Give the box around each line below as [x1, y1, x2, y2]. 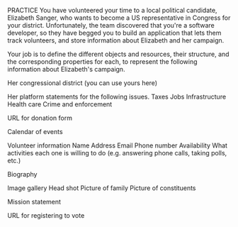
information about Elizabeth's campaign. [7, 65, 125, 73]
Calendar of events [7, 128, 63, 135]
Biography [7, 170, 38, 178]
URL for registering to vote [7, 211, 85, 219]
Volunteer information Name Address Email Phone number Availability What [7, 141, 228, 150]
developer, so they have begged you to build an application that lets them [7, 28, 222, 37]
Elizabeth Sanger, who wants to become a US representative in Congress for [7, 13, 231, 22]
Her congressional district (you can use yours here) [7, 79, 158, 87]
